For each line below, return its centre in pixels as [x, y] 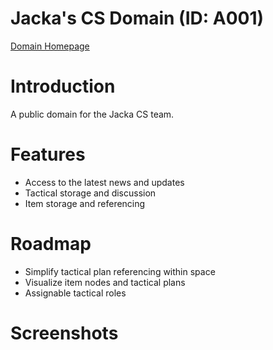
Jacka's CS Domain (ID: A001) [137, 18]
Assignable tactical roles [75, 293]
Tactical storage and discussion [90, 193]
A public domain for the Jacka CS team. [92, 114]
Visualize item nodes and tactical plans [105, 282]
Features [48, 154]
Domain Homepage [50, 46]
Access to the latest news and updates [104, 182]
